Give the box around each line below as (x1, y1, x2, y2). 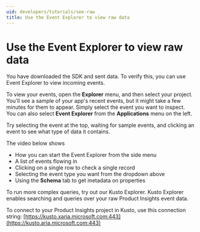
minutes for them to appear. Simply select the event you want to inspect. (6, 103, 186, 111)
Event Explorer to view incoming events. (6, 79, 105, 87)
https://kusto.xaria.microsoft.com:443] (25, 213, 121, 220)
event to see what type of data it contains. (6, 128, 110, 135)
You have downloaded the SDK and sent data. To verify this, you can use (6, 73, 186, 80)
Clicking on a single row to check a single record (14, 164, 135, 171)
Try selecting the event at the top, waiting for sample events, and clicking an (6, 121, 195, 129)
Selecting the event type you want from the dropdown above (14, 171, 165, 178)
